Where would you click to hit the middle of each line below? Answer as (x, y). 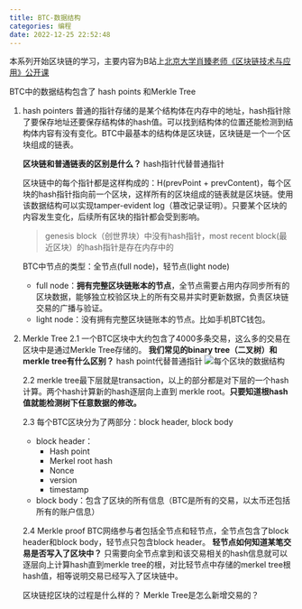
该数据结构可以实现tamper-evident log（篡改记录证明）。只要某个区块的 (155, 206)
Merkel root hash (81, 461)
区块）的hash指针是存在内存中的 (113, 247)
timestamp (69, 490)
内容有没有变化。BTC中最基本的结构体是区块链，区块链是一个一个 (161, 134)
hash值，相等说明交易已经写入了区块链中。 (102, 576)
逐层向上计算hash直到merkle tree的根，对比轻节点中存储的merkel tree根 (156, 565)
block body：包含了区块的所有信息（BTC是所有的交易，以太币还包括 (163, 501)
